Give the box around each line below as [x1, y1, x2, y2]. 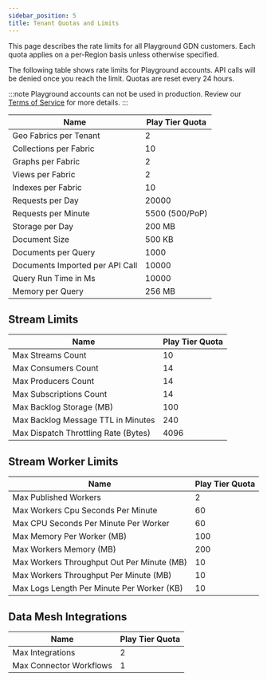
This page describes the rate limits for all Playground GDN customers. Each [8, 41, 256, 50]
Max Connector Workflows [12, 659, 113, 671]
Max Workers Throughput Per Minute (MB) [12, 570, 172, 581]
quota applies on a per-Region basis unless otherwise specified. [8, 49, 219, 59]
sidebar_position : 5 [8, 11, 77, 20]
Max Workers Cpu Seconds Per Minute [12, 505, 158, 516]
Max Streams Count [12, 350, 87, 361]
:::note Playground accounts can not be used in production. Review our [8, 89, 241, 98]
